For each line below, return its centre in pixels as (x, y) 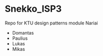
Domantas (23, 33)
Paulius (20, 38)
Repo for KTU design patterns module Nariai (51, 23)
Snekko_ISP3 (33, 9)
